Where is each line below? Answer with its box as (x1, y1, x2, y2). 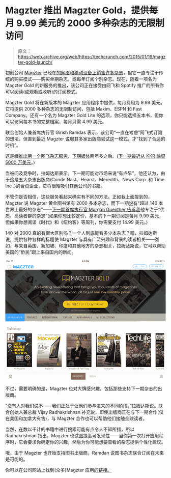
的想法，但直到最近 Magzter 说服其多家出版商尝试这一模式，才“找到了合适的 (5, 135, 165, 142)
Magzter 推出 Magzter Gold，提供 (5, 5, 149, 16)
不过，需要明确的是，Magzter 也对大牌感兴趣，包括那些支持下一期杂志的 (5, 385, 158, 391)
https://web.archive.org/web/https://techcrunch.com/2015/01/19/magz (17, 53, 166, 60)
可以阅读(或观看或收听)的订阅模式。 (5, 89, 80, 95)
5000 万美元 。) (5, 159, 35, 165)
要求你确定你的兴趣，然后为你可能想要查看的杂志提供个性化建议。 (27, 439, 166, 445)
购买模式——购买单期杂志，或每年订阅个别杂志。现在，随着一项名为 (14, 76, 157, 82)
